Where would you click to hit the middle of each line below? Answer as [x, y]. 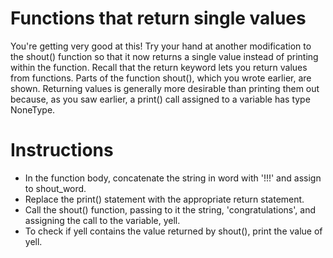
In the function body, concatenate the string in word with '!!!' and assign [173, 178]
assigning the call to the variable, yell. [102, 220]
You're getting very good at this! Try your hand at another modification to [161, 46]
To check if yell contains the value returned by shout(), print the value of [173, 231]
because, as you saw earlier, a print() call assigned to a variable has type [160, 99]
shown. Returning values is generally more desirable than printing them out [165, 88]
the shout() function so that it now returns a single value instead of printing [164, 56]
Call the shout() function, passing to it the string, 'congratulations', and [170, 209]
